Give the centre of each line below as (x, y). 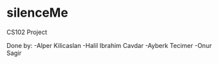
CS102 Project (27, 32)
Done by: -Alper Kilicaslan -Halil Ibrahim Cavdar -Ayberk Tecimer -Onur (109, 45)
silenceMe (37, 13)
